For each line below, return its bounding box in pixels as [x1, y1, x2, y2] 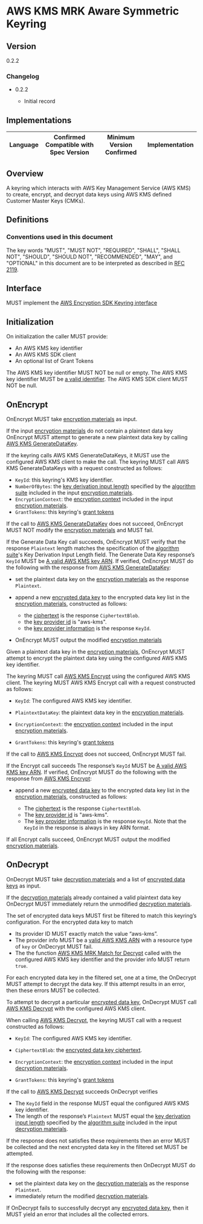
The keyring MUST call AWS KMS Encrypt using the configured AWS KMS [6, 672, 190, 680]
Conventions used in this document [6, 233, 113, 241]
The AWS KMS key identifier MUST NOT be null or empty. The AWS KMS [6, 369, 187, 376]
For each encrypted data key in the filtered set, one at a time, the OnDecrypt [6, 974, 196, 981]
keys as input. [6, 882, 41, 889]
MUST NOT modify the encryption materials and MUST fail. [6, 527, 154, 534]
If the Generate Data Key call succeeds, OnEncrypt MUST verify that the [6, 538, 186, 546]
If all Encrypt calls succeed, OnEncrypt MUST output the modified [6, 836, 170, 843]
